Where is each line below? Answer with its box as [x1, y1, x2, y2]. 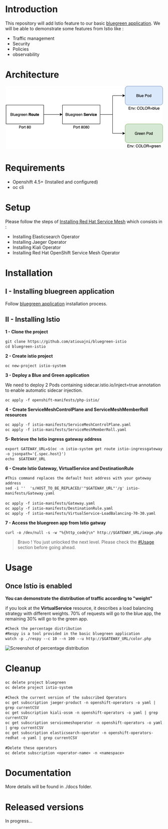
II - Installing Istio [5, 315, 60, 324]
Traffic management [12, 35, 55, 41]
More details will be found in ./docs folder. [5, 784, 92, 790]
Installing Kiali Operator [12, 244, 61, 250]
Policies [12, 46, 29, 52]
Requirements [5, 162, 65, 174]
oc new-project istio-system [5, 363, 66, 368]
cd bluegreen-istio [5, 344, 46, 349]
